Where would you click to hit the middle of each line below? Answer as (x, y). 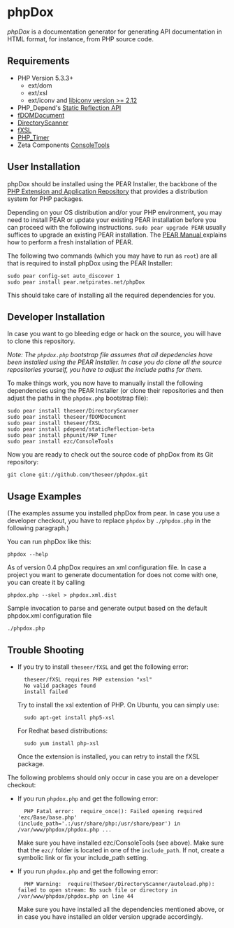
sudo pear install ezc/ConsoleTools (60, 442)
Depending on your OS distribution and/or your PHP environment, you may (115, 212)
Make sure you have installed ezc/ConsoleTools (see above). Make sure (120, 843)
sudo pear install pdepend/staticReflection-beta (81, 429)
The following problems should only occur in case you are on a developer (113, 777)
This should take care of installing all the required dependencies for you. (111, 295)
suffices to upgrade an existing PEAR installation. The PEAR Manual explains (117, 235)
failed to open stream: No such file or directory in (97, 890)
